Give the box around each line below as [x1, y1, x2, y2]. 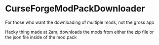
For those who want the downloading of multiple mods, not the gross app [5, 19, 155, 25]
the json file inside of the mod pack [5, 34, 77, 40]
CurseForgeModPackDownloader [5, 3, 145, 14]
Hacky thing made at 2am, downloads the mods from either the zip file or [5, 29, 154, 35]
